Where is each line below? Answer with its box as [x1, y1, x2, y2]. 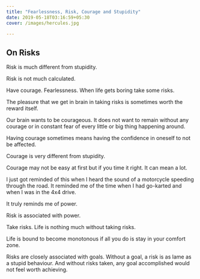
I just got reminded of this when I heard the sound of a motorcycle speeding [6, 176, 194, 183]
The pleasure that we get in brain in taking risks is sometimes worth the [6, 99, 183, 106]
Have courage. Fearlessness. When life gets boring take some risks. [6, 87, 175, 94]
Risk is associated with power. [6, 212, 81, 219]
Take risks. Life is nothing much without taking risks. [6, 224, 136, 231]
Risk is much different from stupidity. [6, 64, 97, 71]
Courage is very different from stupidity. [6, 153, 106, 160]
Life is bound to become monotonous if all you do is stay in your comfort [6, 235, 186, 242]
